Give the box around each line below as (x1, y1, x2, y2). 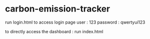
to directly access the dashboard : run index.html (5, 28, 104, 34)
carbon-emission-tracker (5, 3, 111, 14)
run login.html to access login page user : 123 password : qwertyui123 (5, 19, 146, 25)
